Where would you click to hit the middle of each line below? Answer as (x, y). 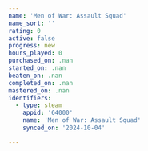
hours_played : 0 (35, 53)
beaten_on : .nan (35, 75)
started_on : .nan (37, 68)
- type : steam (39, 105)
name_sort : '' (32, 23)
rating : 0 (25, 31)
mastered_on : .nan (39, 90)
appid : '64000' (48, 113)
